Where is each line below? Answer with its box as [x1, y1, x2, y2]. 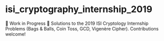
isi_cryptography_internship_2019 [5, 4, 153, 15]
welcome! [5, 31, 26, 37]
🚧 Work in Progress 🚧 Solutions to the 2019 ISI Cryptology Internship [5, 20, 149, 26]
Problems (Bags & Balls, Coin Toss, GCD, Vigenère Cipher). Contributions [5, 25, 159, 31]
